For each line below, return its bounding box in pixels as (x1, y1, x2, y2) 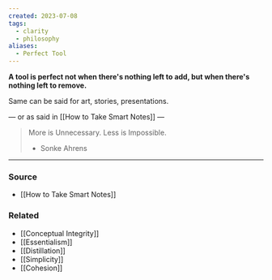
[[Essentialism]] (19, 237, 73, 247)
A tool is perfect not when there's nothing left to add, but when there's (8, 72, 250, 81)
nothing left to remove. (8, 80, 87, 90)
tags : (8, 19, 27, 28)
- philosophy (15, 34, 60, 43)
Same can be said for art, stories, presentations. (8, 97, 169, 106)
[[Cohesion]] (19, 263, 63, 273)
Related (8, 210, 40, 222)
